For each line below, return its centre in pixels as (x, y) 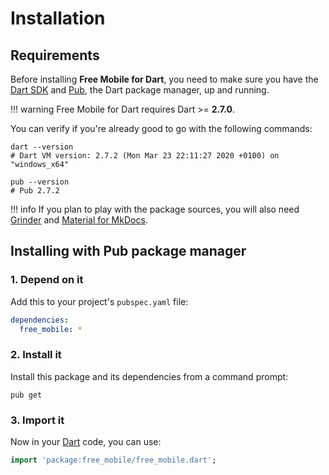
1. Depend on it (47, 280)
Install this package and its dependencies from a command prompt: (149, 376)
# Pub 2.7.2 (35, 191)
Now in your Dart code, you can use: (86, 442)
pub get (26, 395)
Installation (58, 18)
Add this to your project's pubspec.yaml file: (99, 301)
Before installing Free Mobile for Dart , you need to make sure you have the (164, 79)
